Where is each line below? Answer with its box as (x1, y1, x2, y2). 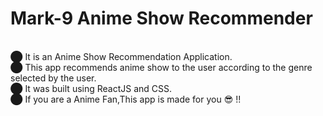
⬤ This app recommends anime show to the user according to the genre (10, 61, 313, 73)
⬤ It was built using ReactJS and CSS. (10, 82, 173, 94)
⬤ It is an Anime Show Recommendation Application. (10, 50, 233, 62)
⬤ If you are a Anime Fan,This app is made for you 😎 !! (10, 93, 242, 105)
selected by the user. (10, 72, 97, 84)
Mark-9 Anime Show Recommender (10, 7, 313, 30)
